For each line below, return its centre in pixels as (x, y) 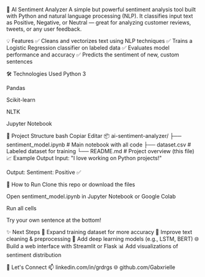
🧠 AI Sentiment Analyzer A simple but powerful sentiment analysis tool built (101, 9)
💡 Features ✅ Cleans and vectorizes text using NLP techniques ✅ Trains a (99, 41)
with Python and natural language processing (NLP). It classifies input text (100, 16)
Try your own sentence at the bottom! (54, 220)
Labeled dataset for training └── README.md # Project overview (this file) (100, 151)
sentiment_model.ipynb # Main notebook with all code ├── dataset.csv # (99, 145)
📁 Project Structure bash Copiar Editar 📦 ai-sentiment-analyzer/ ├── (94, 136)
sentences (20, 62)
